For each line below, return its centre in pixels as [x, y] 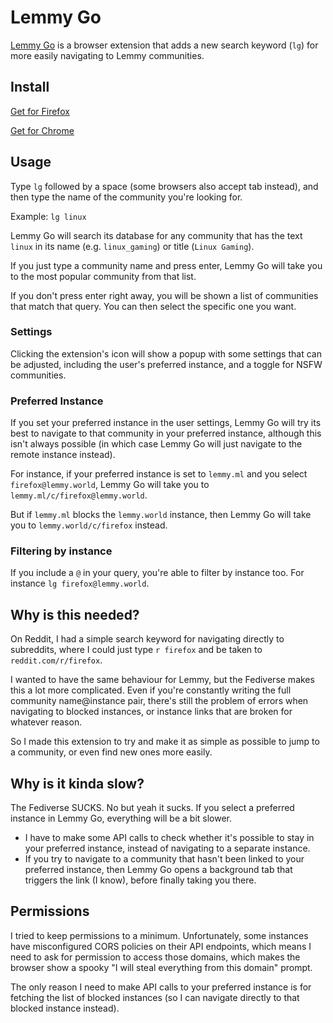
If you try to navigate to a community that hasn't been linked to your [164, 859]
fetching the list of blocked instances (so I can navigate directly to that [155, 997]
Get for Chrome [42, 130]
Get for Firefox [40, 111]
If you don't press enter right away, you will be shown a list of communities [164, 295]
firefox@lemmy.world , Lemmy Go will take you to [110, 485]
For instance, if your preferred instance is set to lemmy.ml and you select [159, 474]
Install [30, 87]
